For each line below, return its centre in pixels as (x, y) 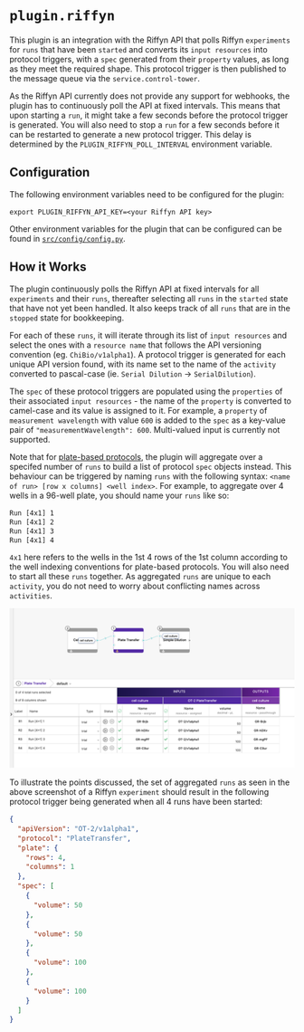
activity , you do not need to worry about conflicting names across (135, 586)
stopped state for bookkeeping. (67, 318)
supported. (30, 439)
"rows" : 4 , (46, 857)
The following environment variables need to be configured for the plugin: (147, 194)
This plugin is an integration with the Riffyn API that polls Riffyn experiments (150, 40)
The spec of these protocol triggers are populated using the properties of (146, 391)
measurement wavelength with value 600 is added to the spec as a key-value (148, 420)
